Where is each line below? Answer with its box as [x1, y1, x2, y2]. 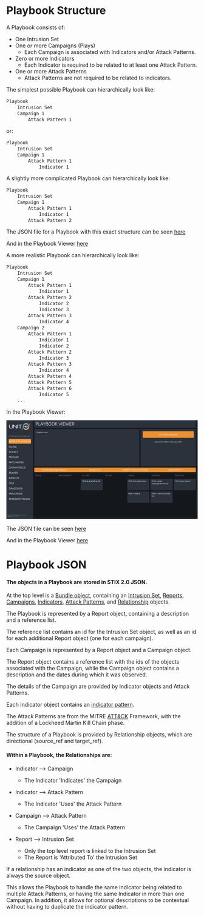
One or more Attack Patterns [15, 67, 87, 75]
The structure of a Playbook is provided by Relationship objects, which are [6, 731, 192, 738]
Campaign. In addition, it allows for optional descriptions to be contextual [6, 896, 189, 904]
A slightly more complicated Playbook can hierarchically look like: [6, 174, 170, 182]
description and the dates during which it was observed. [6, 671, 148, 678]
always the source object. [6, 872, 71, 879]
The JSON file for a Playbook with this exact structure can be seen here [6, 228, 186, 235]
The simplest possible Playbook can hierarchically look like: [6, 86, 155, 93]
